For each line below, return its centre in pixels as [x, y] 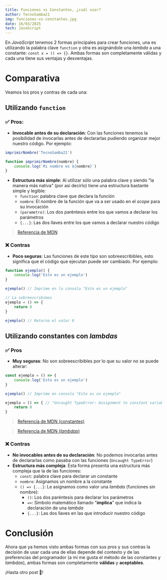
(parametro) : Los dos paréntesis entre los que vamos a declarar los [89, 212]
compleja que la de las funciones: [47, 470]
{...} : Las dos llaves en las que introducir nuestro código [86, 513]
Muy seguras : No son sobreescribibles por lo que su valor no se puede [85, 361]
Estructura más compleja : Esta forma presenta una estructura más [81, 465]
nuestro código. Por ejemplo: [42, 143]
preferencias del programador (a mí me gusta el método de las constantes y [83, 558]
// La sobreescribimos [29, 298]
